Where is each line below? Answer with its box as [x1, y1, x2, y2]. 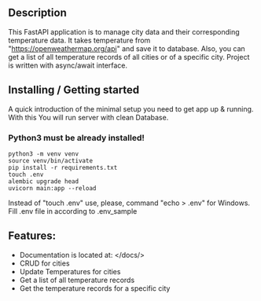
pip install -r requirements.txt [8, 163, 118, 171]
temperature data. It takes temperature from [8, 35, 151, 45]
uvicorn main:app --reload [8, 184, 97, 192]
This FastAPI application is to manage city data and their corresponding [8, 27, 240, 36]
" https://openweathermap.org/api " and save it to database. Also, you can [8, 43, 245, 53]
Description [8, 6, 67, 20]
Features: [8, 229, 57, 243]
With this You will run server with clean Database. [8, 112, 169, 122]
